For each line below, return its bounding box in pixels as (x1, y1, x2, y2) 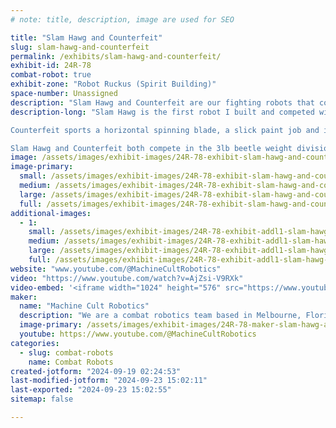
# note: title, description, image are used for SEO (10, 14, 235, 25)
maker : (10, 292, 38, 302)
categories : (10, 338, 60, 348)
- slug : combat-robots (19, 347, 114, 358)
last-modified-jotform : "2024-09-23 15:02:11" (10, 376, 208, 386)
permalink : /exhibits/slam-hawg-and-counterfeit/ (10, 51, 222, 61)
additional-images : (10, 208, 92, 218)
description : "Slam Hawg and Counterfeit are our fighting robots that (10, 97, 315, 108)
